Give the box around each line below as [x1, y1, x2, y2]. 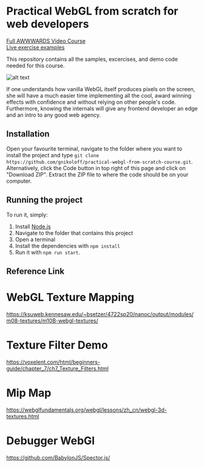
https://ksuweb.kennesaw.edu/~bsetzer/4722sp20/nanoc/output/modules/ [6, 310, 194, 318]
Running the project [6, 195, 83, 205]
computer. [6, 177, 32, 185]
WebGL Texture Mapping [6, 290, 135, 304]
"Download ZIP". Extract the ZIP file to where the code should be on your [6, 171, 189, 178]
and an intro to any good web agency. [6, 111, 101, 118]
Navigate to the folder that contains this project [15, 229, 134, 236]
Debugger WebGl [6, 434, 95, 448]
